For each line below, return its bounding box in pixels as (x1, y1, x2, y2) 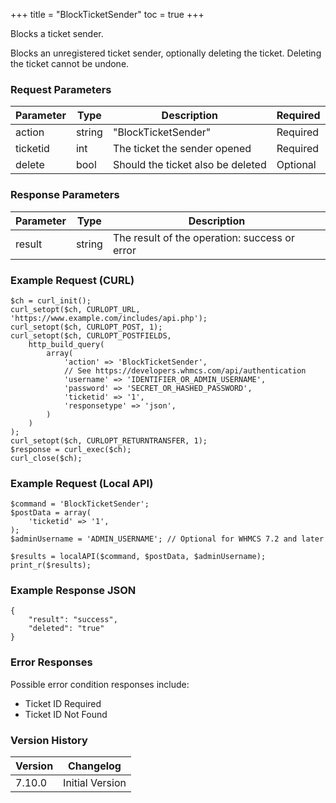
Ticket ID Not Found (24, 708, 108, 720)
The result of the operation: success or (112, 230, 295, 244)
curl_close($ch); (10, 453, 83, 463)
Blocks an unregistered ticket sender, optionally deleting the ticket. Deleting (10, 47, 322, 59)
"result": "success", (28, 615, 118, 625)
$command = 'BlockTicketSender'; (10, 499, 150, 509)
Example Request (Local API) (10, 476, 154, 490)
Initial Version (63, 776, 127, 790)
